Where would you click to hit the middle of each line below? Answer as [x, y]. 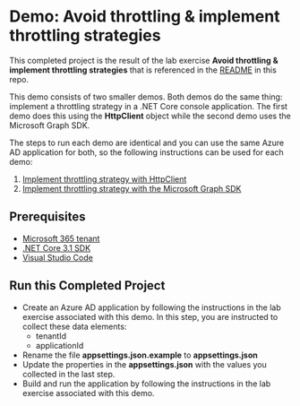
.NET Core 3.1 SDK [56, 247]
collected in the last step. [69, 374]
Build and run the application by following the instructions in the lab [146, 384]
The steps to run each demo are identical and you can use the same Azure [147, 143]
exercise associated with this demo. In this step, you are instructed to [150, 316]
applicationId [60, 345]
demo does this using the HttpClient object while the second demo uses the [150, 116]
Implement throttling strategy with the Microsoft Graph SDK [132, 188]
